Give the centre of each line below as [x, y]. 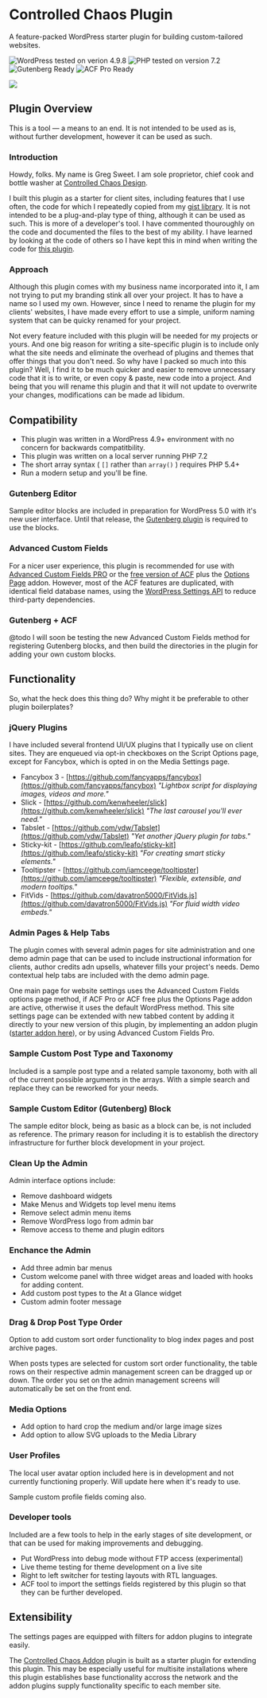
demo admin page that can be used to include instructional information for [131, 959]
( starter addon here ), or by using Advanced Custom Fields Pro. [112, 1033]
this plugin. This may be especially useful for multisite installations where [129, 1669]
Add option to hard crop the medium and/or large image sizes [121, 1427]
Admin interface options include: [62, 1180]
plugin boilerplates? [41, 707]
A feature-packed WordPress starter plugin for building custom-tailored [126, 37]
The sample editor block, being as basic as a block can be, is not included [130, 1126]
